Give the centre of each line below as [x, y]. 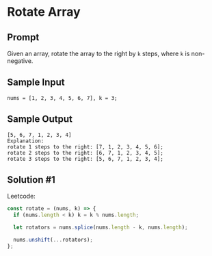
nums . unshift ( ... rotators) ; [53, 240]
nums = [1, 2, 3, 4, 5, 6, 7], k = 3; [62, 98]
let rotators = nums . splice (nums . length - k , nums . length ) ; [101, 228]
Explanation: [26, 141]
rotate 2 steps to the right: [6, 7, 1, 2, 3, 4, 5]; [85, 153]
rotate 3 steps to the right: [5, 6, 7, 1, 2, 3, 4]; [85, 159]
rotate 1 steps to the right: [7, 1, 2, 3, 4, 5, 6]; [85, 147]
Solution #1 [31, 180]
